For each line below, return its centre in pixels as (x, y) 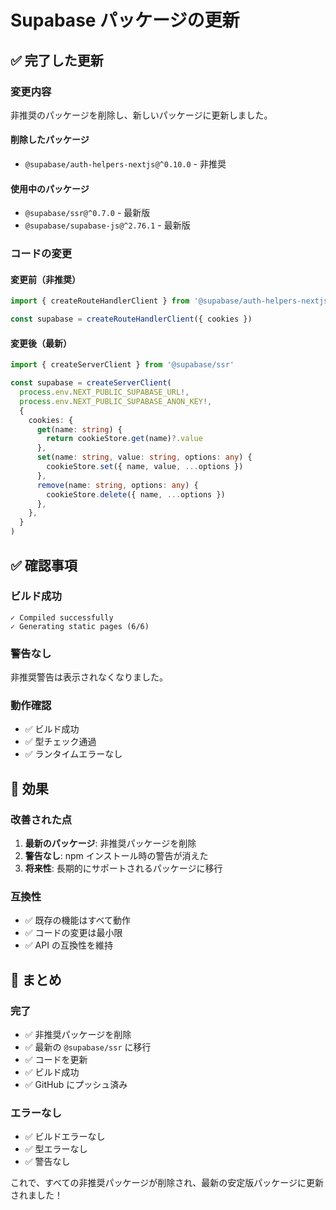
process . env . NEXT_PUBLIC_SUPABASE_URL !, (104, 392)
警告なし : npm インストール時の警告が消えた (116, 856)
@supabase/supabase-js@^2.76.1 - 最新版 (107, 225)
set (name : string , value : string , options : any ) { (144, 457)
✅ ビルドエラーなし (65, 1137)
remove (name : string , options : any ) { (117, 485)
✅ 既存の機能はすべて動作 (78, 920)
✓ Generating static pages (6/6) (80, 626)
